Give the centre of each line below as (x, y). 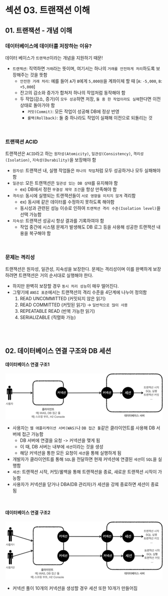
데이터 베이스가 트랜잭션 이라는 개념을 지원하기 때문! (54, 58)
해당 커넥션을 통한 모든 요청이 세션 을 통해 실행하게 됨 (70, 453)
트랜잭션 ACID (22, 142)
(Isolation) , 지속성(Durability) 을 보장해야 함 (51, 160)
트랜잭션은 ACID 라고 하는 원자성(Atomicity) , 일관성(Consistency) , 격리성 (74, 154)
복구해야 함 (40, 233)
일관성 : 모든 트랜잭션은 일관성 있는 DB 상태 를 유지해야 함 (65, 183)
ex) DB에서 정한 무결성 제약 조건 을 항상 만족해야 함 (68, 189)
